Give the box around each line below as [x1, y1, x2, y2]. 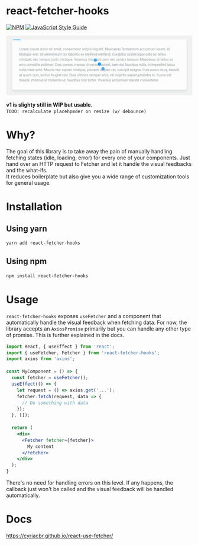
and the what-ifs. [6, 167, 48, 174]
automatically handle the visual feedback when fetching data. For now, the [6, 319, 187, 326]
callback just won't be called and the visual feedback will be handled [6, 486, 174, 493]
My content [27, 443, 54, 450]
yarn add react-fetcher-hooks [6, 240, 81, 246]
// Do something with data [21, 400, 89, 406]
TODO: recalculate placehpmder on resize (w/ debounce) [6, 108, 147, 115]
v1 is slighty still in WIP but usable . [6, 101, 93, 108]
